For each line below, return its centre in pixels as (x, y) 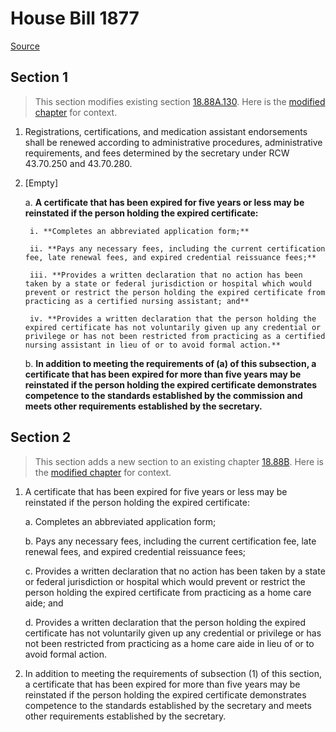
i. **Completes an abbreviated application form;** (139, 231)
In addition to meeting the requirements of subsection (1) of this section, (173, 673)
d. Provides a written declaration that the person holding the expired (165, 622)
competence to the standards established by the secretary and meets (168, 705)
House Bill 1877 (75, 18)
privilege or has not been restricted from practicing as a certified (175, 336)
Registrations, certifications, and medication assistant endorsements (166, 131)
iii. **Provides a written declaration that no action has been (166, 275)
